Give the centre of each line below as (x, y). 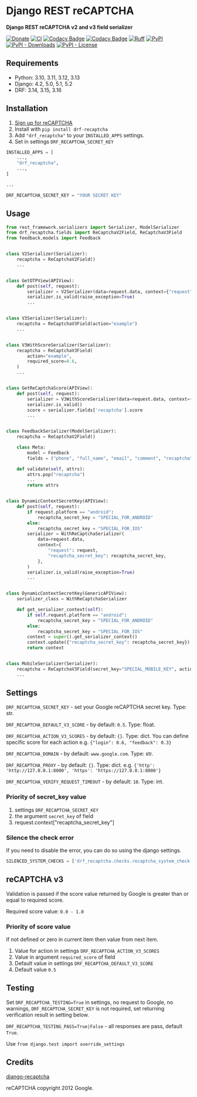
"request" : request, (73, 550)
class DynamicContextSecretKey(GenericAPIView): (67, 594)
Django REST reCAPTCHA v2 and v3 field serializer (69, 27)
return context (46, 648)
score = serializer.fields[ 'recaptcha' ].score (85, 410)
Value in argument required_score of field (65, 957)
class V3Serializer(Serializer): (47, 318)
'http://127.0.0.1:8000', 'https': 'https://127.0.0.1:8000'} (84, 771)
